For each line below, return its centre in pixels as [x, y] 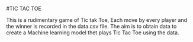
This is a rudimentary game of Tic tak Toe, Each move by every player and [97, 20]
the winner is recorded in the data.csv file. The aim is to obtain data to [91, 26]
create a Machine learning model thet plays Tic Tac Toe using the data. [93, 33]
